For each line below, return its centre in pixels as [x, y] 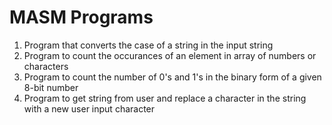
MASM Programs [81, 17]
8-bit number [51, 87]
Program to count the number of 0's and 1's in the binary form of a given [172, 77]
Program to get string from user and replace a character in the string [165, 98]
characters [46, 66]
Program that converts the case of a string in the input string [148, 45]
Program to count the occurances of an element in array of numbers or [170, 55]
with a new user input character [89, 108]
